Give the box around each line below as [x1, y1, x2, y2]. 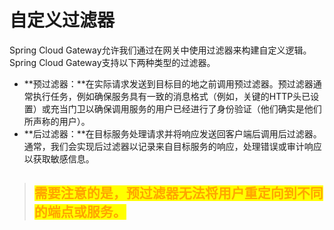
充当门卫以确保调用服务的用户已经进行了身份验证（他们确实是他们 [50, 102, 322, 115]
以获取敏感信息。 [23, 152, 95, 165]
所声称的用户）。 [23, 115, 91, 127]
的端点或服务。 [33, 204, 127, 221]
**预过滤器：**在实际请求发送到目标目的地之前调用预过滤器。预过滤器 [23, 77, 314, 90]
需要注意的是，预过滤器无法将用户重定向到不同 [33, 185, 324, 202]
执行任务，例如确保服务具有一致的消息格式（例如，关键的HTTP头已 [32, 90, 311, 102]
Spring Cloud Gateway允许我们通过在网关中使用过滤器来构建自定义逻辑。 [9, 44, 312, 56]
